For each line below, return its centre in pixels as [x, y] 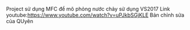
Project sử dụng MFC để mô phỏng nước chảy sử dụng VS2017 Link [88, 9]
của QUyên [20, 21]
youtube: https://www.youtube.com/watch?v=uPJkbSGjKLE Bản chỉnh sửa [95, 15]
